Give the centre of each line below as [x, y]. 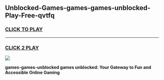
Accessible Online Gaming [32, 72]
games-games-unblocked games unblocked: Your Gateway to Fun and [78, 67]
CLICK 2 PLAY [22, 48]
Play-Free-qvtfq [30, 16]
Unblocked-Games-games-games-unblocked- [78, 8]
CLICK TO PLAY [24, 30]
